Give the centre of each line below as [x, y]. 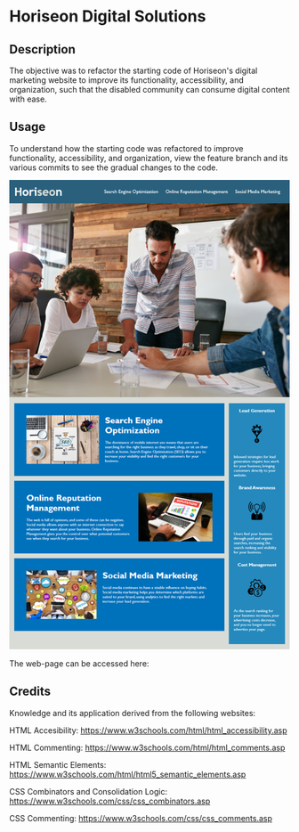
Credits [30, 692]
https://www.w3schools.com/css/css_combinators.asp [110, 801]
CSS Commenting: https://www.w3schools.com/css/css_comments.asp [141, 818]
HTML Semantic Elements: [58, 764]
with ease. [28, 99]
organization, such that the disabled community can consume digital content [149, 90]
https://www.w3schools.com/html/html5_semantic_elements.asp [128, 774]
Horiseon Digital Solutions [108, 16]
